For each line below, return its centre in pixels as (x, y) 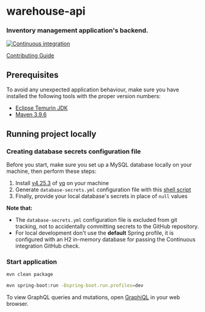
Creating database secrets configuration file (74, 151)
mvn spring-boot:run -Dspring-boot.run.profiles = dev (75, 286)
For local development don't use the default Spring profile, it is (95, 233)
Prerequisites (32, 75)
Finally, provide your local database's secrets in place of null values (101, 196)
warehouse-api (46, 11)
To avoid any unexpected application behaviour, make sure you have (93, 89)
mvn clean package (30, 275)
